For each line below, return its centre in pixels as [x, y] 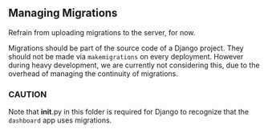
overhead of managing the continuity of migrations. [93, 73]
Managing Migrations [63, 13]
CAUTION [28, 94]
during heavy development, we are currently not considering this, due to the [134, 65]
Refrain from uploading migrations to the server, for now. [102, 32]
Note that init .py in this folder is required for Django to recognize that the [129, 112]
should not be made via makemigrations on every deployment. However [126, 56]
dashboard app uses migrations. [60, 120]
